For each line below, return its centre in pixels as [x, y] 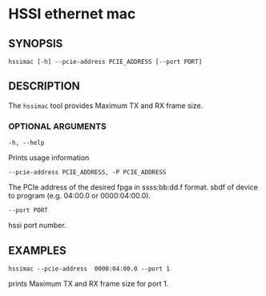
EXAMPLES [37, 250]
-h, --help [26, 143]
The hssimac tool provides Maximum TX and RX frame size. [106, 106]
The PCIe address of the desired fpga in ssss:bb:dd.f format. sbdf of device [133, 187]
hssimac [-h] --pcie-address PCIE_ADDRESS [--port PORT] [105, 62]
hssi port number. [37, 226]
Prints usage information [49, 158]
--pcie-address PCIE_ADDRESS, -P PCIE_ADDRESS [87, 173]
